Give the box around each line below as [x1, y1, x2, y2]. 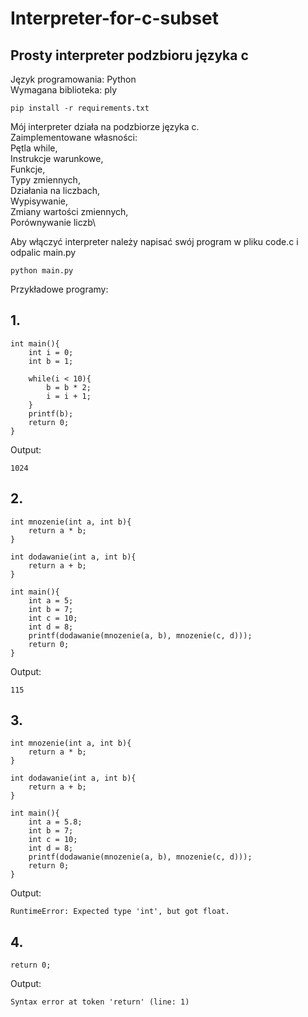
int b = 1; [28, 356, 74, 366]
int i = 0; [28, 347, 74, 357]
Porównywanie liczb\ [10, 217, 97, 228]
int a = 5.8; [28, 817, 83, 827]
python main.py [10, 266, 74, 276]
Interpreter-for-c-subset [10, 7, 219, 30]
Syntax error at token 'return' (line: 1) [10, 997, 190, 1007]
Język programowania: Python [10, 73, 137, 85]
